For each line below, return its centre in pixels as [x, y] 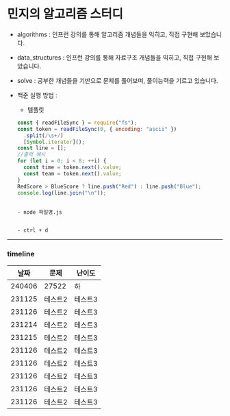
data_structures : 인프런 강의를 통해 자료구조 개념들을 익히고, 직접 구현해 [114, 57]
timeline [21, 254]
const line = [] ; [42, 148]
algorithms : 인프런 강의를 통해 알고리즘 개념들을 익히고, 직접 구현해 [107, 34]
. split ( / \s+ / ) [43, 135]
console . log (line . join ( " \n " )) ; [62, 193]
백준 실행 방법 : [37, 95]
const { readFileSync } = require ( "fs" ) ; [77, 123]
